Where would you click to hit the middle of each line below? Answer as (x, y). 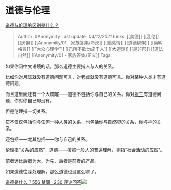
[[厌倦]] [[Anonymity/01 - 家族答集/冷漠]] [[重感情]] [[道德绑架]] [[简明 (90, 42)
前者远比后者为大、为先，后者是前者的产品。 (52, 161)
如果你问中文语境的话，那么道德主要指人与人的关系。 (61, 66)
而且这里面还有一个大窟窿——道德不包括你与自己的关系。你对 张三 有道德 (81, 94)
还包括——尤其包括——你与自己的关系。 (48, 139)
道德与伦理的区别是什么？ (32, 25)
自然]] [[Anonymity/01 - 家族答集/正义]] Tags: (65, 55)
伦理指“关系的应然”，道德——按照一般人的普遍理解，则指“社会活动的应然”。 (85, 150)
